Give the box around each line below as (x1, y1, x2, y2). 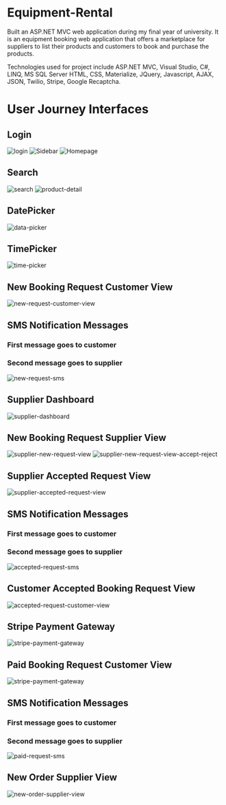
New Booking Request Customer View (7, 281, 173, 293)
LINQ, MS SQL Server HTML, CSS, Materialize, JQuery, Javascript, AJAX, (7, 70, 214, 78)
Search (7, 167, 39, 179)
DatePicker (7, 205, 55, 217)
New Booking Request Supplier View (7, 432, 166, 444)
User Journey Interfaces (7, 102, 149, 117)
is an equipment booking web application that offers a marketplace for (7, 34, 205, 43)
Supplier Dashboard (7, 394, 95, 406)
